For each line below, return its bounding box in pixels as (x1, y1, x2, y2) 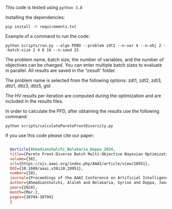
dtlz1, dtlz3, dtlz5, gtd (5, 83, 51, 89)
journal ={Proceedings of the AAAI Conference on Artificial (10, 175, 141, 181)
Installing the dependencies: (5, 14, 65, 20)
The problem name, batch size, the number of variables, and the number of (5, 56, 164, 62)
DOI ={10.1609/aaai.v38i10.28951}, (10, 166, 83, 171)
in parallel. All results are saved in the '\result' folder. (5, 68, 116, 73)
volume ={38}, (10, 156, 38, 161)
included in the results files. (5, 98, 63, 104)
